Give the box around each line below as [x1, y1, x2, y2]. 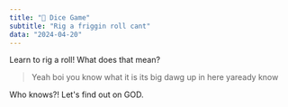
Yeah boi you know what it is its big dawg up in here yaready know [31, 72, 279, 83]
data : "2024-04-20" [9, 30, 83, 39]
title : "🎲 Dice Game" [9, 13, 91, 22]
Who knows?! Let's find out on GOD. [9, 89, 144, 100]
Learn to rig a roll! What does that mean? [9, 55, 160, 66]
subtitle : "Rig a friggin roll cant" [9, 22, 151, 31]
